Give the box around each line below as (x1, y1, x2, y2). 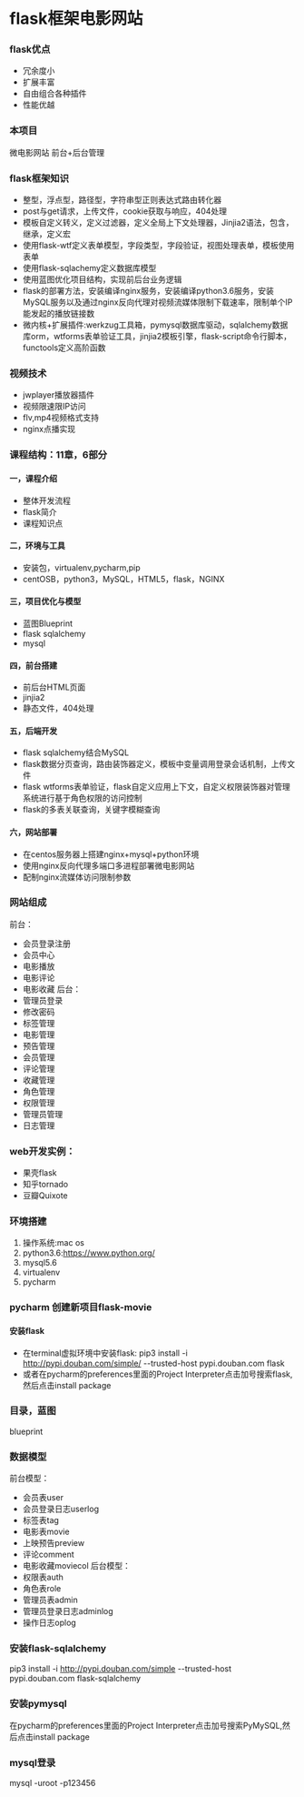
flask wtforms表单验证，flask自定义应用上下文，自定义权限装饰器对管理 (22, 782, 290, 792)
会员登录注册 (22, 938, 71, 949)
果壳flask (22, 1167, 57, 1178)
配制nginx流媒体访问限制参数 (22, 871, 132, 883)
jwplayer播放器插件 (22, 389, 95, 400)
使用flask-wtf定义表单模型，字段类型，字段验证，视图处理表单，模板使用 (22, 240, 295, 251)
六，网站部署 (9, 826, 57, 837)
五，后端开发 (9, 725, 57, 736)
